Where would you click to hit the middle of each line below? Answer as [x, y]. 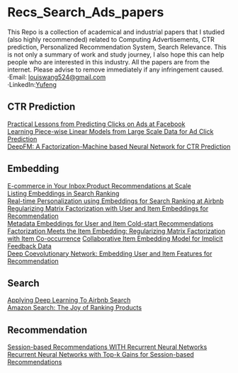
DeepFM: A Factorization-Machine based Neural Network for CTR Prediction [119, 147]
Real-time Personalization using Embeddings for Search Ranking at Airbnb [116, 201]
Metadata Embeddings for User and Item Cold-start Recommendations [110, 223]
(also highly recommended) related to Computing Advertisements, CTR [111, 39]
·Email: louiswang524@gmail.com [57, 77]
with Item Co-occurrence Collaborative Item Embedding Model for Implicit [115, 239]
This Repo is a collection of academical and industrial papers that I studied [116, 32]
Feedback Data [29, 246]
